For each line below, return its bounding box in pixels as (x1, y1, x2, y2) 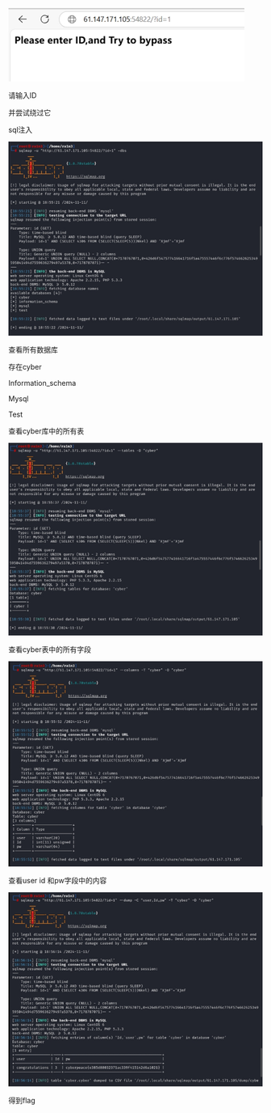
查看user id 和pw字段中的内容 (8, 875, 107, 885)
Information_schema (8, 379, 77, 387)
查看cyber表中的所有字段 (8, 644, 91, 654)
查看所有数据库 (8, 345, 58, 354)
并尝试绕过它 (8, 108, 51, 117)
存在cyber (8, 362, 42, 371)
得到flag (8, 1096, 36, 1106)
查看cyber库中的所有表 (8, 426, 85, 436)
